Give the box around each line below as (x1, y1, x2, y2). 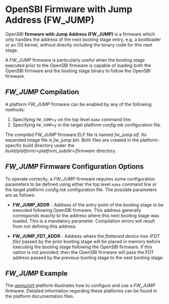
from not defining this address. (12, 223, 77, 229)
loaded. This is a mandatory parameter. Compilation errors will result (12, 218, 155, 224)
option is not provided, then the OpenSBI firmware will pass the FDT (12, 249, 154, 255)
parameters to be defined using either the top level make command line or (5, 181, 157, 187)
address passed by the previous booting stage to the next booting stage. (12, 254, 164, 260)
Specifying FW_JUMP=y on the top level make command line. (12, 116, 132, 122)
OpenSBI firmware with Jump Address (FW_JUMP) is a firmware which (5, 31, 155, 37)
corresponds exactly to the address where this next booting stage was (12, 212, 159, 219)
